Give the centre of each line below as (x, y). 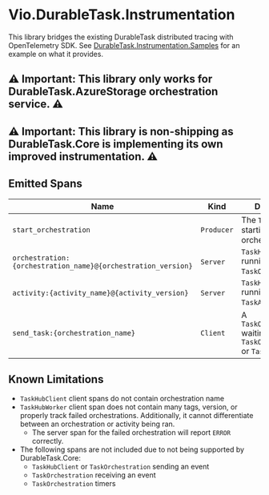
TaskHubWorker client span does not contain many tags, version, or (128, 407)
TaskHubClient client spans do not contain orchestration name (122, 399)
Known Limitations (56, 379)
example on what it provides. (56, 54)
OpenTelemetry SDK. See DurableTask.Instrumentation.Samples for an (124, 45)
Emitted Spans (45, 184)
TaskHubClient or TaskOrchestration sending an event (120, 467)
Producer (217, 229)
